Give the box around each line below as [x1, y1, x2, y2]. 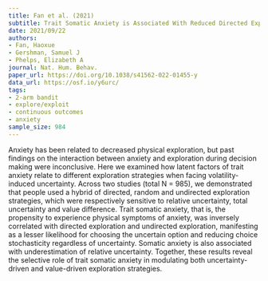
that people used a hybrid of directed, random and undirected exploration [8, 187, 250, 196]
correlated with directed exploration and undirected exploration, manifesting [8, 221, 258, 231]
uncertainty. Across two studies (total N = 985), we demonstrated [37, 179, 253, 188]
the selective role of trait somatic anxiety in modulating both [8, 255, 206, 264]
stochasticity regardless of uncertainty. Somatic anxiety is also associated [8, 238, 252, 247]
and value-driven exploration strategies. [30, 263, 163, 273]
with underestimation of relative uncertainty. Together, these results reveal [8, 247, 253, 256]
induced [8, 179, 36, 188]
